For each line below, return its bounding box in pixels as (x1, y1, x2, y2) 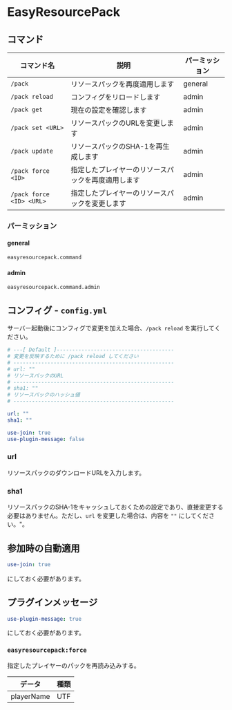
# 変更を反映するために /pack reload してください (7, 353, 139, 360)
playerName (10, 691, 50, 701)
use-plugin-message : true (7, 615, 81, 622)
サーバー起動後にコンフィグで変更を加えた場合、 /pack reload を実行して (7, 324, 215, 333)
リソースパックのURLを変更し (70, 118, 167, 128)
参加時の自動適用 (7, 542, 80, 554)
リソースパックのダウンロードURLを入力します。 (7, 468, 146, 477)
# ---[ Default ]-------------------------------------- (7, 346, 175, 353)
